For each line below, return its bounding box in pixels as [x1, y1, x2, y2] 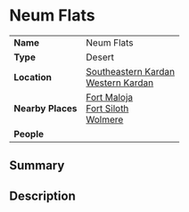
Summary [9, 158, 65, 174]
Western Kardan [86, 77, 154, 89]
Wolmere [86, 113, 124, 126]
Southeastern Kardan [86, 65, 176, 77]
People [13, 127, 45, 140]
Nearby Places [13, 102, 78, 114]
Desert [86, 51, 114, 63]
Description [9, 188, 76, 203]
